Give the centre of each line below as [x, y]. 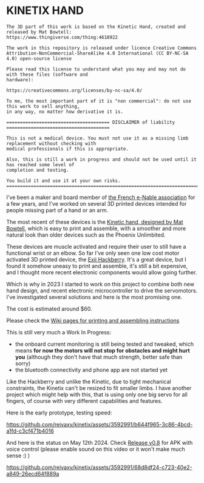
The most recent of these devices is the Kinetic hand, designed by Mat [95, 221]
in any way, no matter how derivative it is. [65, 112]
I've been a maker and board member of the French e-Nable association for [101, 197]
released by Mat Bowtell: [39, 32]
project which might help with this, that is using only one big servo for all [97, 394]
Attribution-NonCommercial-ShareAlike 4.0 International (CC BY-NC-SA [97, 53]
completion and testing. [38, 170]
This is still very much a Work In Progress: [59, 332]
